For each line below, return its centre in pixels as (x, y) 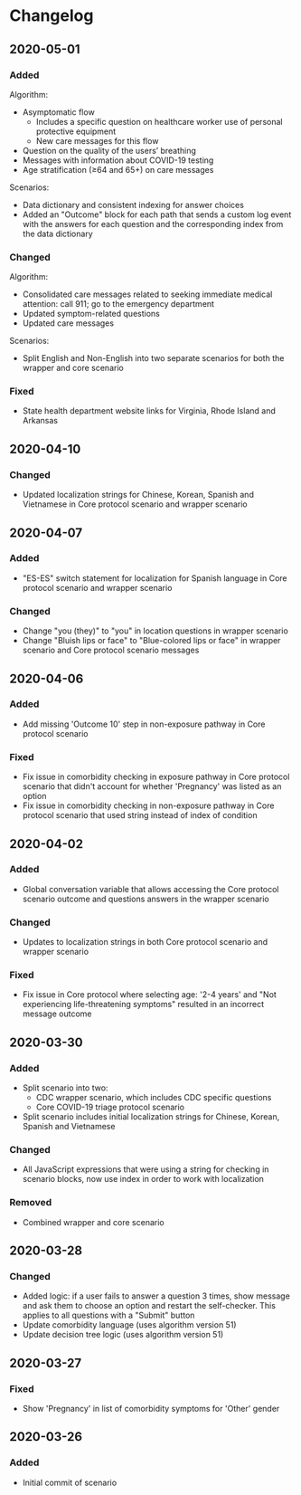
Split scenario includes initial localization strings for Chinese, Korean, (151, 1117)
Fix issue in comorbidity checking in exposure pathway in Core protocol (156, 777)
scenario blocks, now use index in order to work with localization (143, 1179)
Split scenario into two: (65, 1088)
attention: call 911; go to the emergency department (118, 304)
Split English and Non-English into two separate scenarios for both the (153, 358)
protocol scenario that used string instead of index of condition (140, 815)
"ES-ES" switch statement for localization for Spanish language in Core (155, 578)
